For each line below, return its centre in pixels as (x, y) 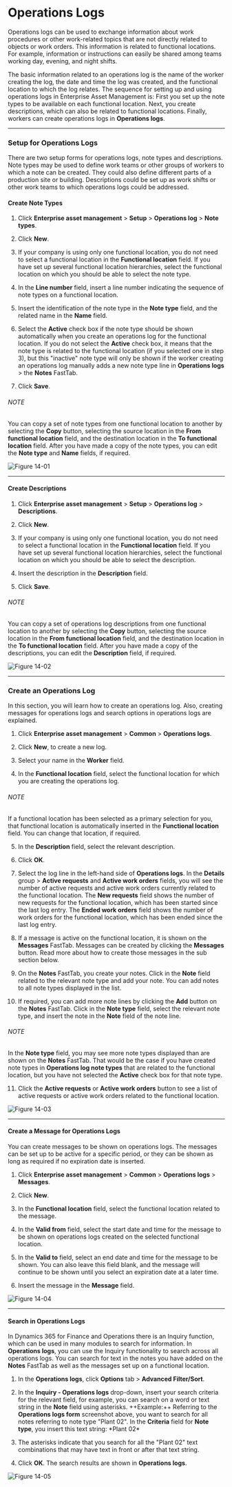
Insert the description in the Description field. (83, 573)
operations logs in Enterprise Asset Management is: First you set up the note (116, 96)
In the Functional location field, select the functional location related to (119, 1208)
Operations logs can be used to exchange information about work (101, 32)
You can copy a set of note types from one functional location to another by (115, 423)
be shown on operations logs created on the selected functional (108, 1237)
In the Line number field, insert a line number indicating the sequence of (121, 288)
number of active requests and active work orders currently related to (117, 888)
